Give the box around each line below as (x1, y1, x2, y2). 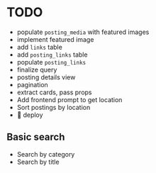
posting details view (16, 72, 76, 82)
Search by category (16, 150, 75, 158)
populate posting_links (16, 57, 87, 66)
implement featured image (16, 35, 94, 43)
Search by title (16, 157, 60, 166)
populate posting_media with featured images (16, 28, 150, 36)
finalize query (16, 65, 57, 74)
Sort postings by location (16, 103, 91, 111)
